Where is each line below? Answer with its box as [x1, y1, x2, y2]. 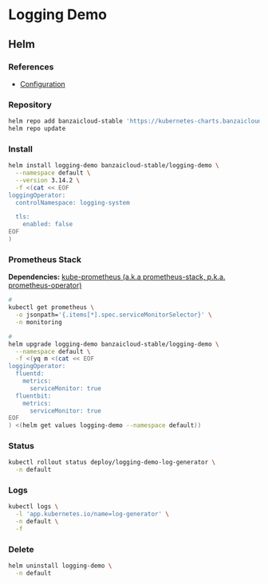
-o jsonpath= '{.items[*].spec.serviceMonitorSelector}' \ [15, 311, 213, 319]
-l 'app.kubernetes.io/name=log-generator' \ [15, 510, 170, 519]
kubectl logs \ [8, 503, 59, 511]
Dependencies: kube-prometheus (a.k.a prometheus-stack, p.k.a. [8, 272, 226, 282]
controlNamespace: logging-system [15, 198, 130, 206]
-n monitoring [15, 318, 62, 326]
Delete [8, 543, 34, 555]
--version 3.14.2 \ [15, 176, 81, 184]
